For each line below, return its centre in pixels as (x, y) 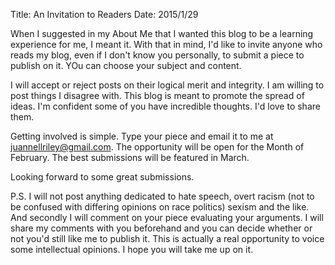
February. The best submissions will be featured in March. (130, 157)
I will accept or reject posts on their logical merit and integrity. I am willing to (167, 85)
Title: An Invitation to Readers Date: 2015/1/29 (104, 14)
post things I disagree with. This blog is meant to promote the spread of (157, 95)
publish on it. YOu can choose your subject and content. (126, 65)
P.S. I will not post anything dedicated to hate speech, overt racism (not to (162, 196)
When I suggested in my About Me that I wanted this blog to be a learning (162, 33)
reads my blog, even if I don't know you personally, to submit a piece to (157, 55)
